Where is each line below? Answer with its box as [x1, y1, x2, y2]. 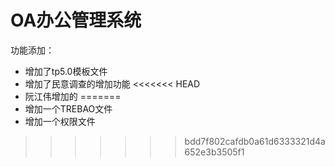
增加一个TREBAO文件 [24, 102, 113, 115]
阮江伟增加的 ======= [24, 90, 122, 102]
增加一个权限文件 [24, 115, 96, 127]
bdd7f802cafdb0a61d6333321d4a [184, 135, 326, 147]
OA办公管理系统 [10, 9, 142, 32]
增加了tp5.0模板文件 [24, 65, 108, 77]
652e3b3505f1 [184, 146, 245, 158]
